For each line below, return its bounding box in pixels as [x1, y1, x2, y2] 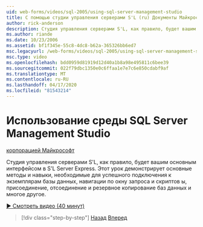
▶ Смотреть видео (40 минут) [6, 202, 85, 209]
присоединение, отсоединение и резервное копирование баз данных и [6, 184, 192, 191]
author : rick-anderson [6, 20, 63, 26]
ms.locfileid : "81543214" [6, 88, 71, 94]
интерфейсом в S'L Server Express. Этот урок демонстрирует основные [6, 165, 192, 172]
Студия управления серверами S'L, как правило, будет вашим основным [6, 158, 196, 165]
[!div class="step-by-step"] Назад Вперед [21, 214, 127, 221]
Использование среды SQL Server [6, 114, 188, 128]
